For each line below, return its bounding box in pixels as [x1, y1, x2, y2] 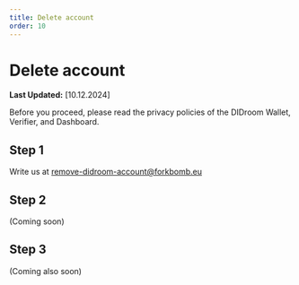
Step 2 [9, 192, 47, 207]
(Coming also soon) [9, 265, 83, 276]
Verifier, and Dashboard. [9, 117, 100, 127]
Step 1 [9, 142, 45, 158]
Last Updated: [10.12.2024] [9, 90, 110, 100]
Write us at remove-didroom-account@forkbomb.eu [9, 167, 203, 177]
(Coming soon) [9, 216, 65, 227]
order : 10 [9, 22, 47, 30]
